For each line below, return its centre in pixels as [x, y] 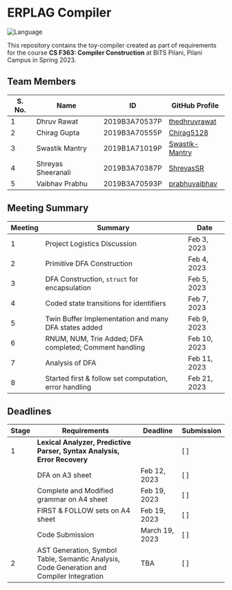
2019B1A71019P [133, 148]
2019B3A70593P [133, 183]
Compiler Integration [70, 576]
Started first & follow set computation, [106, 378]
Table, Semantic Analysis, [79, 559]
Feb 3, [198, 239]
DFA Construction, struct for [92, 279]
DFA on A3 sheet [64, 475]
